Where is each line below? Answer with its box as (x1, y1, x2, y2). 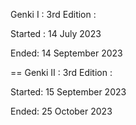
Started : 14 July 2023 (10, 28, 102, 39)
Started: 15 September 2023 (10, 86, 127, 98)
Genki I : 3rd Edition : (10, 9, 97, 20)
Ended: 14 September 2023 (10, 47, 123, 59)
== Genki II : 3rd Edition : (10, 67, 113, 78)
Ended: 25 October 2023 (10, 105, 113, 117)
